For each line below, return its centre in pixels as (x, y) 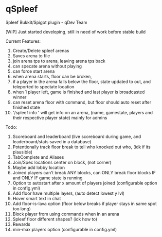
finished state (26, 107)
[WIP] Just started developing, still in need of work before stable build (76, 32)
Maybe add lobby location (39, 167)
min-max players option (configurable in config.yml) (65, 229)
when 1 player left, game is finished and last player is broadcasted (79, 92)
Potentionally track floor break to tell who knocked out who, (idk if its (81, 147)
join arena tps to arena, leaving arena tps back (59, 61)
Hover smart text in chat (37, 198)
